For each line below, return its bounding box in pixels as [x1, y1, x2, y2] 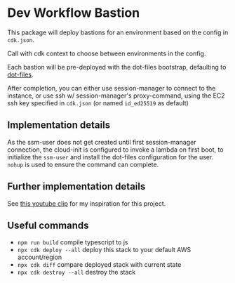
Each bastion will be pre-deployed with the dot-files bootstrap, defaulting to [7, 62, 227, 71]
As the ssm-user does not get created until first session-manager [7, 138, 196, 146]
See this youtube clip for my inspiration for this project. [7, 199, 166, 208]
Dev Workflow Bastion [7, 5, 140, 21]
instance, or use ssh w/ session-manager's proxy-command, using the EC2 [7, 91, 226, 100]
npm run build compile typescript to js [17, 238, 128, 246]
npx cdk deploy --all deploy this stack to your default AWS [17, 246, 192, 254]
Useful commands [7, 219, 89, 231]
